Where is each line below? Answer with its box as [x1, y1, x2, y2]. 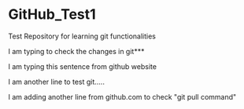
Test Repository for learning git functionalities [8, 31, 156, 41]
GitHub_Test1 [8, 5, 96, 24]
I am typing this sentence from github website [8, 61, 157, 71]
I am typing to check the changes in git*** [8, 46, 145, 56]
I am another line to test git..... [8, 77, 105, 86]
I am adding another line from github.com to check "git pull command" [8, 92, 237, 101]
